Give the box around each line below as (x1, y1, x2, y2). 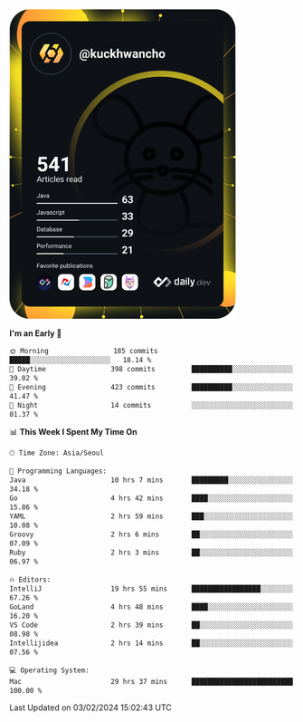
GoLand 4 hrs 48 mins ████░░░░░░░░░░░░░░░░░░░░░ (9, 602, 294, 611)
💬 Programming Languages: (9, 467, 107, 476)
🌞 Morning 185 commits (9, 346, 158, 355)
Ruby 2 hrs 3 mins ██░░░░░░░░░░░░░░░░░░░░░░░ (9, 548, 294, 557)
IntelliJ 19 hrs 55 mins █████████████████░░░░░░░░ (9, 584, 294, 593)
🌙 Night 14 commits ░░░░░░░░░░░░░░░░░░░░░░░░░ (9, 400, 294, 409)
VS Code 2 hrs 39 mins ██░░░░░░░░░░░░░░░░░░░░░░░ (9, 621, 294, 630)
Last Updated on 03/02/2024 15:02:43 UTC (9, 702, 172, 713)
